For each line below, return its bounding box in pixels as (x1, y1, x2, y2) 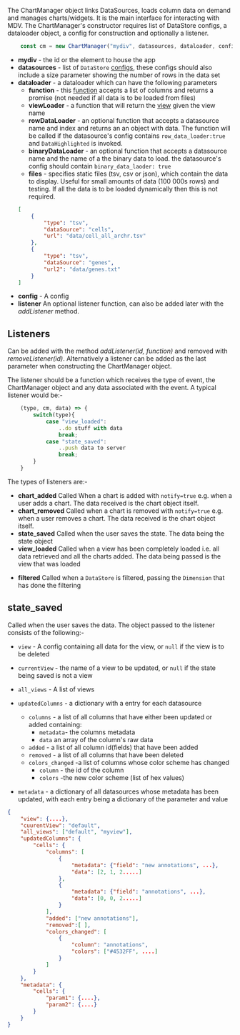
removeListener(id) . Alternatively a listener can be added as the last (7, 354, 206, 363)
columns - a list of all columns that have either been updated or (28, 712, 213, 721)
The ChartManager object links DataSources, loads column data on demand (7, 6, 231, 14)
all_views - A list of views (17, 685, 95, 694)
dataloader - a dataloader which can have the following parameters (17, 78, 218, 86)
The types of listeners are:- (7, 477, 88, 486)
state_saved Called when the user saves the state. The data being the (17, 529, 225, 538)
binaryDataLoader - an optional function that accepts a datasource (28, 146, 227, 155)
